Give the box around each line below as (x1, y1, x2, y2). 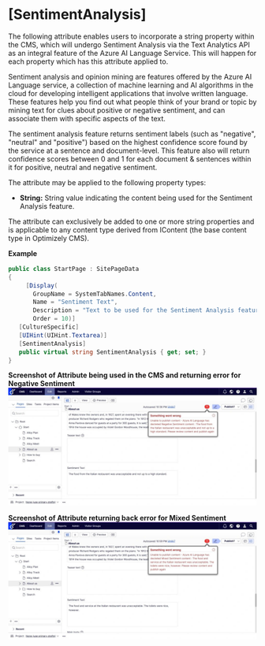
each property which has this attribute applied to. (8, 57, 169, 66)
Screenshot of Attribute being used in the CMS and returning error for (8, 370, 241, 380)
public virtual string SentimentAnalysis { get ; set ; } (18, 348, 207, 356)
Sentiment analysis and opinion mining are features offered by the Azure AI (8, 72, 252, 81)
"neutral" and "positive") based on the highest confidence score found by (8, 137, 248, 147)
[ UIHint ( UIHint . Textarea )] (18, 331, 108, 340)
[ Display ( (25, 281, 58, 289)
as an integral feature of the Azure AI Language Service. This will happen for (8, 48, 257, 58)
